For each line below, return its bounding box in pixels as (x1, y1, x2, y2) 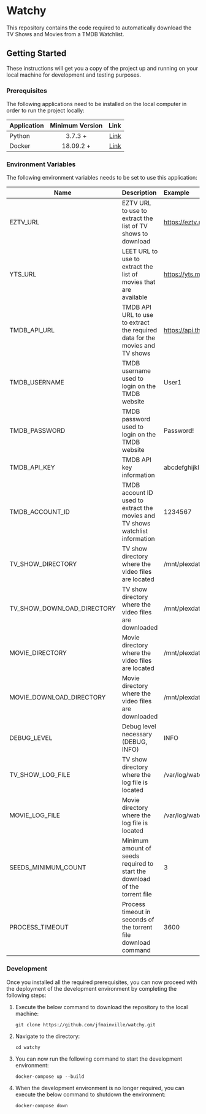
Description (121, 188, 157, 197)
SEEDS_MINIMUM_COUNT (9, 863, 86, 872)
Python (9, 132, 31, 140)
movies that (121, 278, 156, 286)
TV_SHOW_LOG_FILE (9, 771, 71, 779)
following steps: (6, 991, 47, 999)
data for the (121, 334, 156, 342)
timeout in (121, 908, 151, 917)
